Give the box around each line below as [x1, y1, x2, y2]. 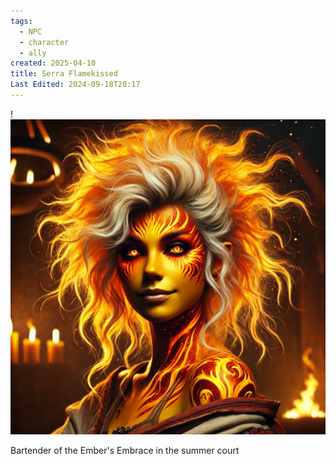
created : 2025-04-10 [10, 58, 97, 69]
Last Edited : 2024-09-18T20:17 [10, 80, 141, 90]
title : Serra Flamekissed [10, 69, 118, 79]
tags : [10, 16, 33, 26]
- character [19, 37, 70, 47]
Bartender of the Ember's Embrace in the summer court [10, 444, 240, 456]
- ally [19, 48, 47, 58]
